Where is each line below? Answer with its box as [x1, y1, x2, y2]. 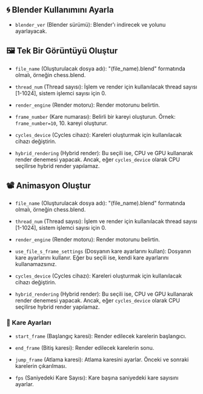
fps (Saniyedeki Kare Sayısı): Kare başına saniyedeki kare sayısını [15, 374, 179, 381]
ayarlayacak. [15, 27, 47, 35]
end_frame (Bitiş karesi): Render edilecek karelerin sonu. [15, 344, 155, 351]
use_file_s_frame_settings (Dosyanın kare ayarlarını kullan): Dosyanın [15, 248, 191, 255]
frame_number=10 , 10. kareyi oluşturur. [15, 119, 108, 127]
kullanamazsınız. [15, 261, 57, 268]
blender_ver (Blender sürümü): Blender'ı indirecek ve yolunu [15, 21, 166, 28]
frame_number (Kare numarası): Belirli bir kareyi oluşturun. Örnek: [15, 113, 176, 120]
